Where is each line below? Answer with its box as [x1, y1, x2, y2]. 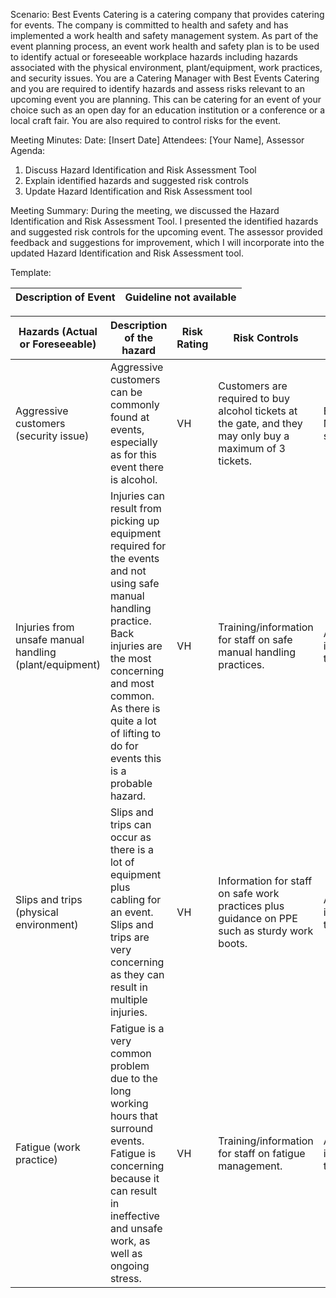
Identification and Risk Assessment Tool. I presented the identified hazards [10, 215, 319, 227]
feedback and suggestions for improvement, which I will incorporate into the [10, 237, 325, 248]
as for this [109, 448, 158, 461]
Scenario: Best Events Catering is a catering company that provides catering [10, 9, 325, 20]
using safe [109, 577, 160, 590]
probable [109, 777, 153, 790]
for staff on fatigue [218, 1147, 306, 1160]
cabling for [109, 893, 162, 906]
